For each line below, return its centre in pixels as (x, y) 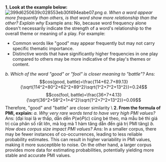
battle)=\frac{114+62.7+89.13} (98, 82)
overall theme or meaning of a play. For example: (55, 34)
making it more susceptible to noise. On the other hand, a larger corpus (79, 145)
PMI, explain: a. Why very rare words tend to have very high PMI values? (80, 113)
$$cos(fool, (58, 95)
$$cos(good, (53, 82)
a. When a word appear (128, 12)
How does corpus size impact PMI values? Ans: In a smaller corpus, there (81, 129)
